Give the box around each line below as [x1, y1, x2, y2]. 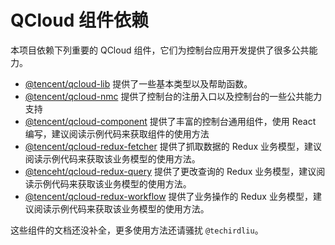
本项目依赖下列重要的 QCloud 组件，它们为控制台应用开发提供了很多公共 [10, 44, 310, 56]
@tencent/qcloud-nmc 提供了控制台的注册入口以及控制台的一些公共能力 [24, 90, 323, 102]
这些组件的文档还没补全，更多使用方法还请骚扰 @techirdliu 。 [10, 224, 264, 236]
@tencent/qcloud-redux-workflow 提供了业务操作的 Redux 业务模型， [24, 190, 313, 202]
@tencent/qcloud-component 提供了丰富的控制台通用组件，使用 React [24, 115, 317, 127]
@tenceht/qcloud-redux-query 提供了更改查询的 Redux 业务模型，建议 [24, 165, 317, 177]
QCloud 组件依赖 [10, 9, 149, 32]
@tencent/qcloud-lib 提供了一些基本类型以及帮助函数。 [24, 77, 253, 90]
